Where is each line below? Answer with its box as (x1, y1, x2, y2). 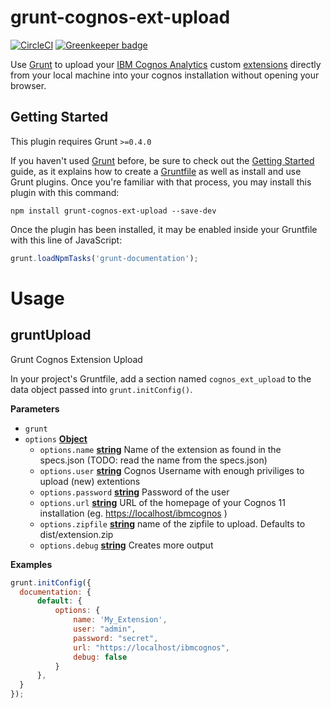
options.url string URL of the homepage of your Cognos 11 (39, 496, 286, 508)
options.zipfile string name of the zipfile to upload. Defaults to (39, 517, 306, 530)
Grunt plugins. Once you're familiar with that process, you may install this (10, 176, 312, 188)
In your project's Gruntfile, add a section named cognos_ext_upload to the (10, 372, 312, 385)
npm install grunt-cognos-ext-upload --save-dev (10, 206, 217, 216)
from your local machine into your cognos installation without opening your (10, 69, 320, 81)
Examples (10, 558, 53, 570)
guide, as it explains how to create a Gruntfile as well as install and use (10, 165, 302, 177)
